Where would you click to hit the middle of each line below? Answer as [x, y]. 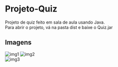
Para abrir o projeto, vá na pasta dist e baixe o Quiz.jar [59, 27]
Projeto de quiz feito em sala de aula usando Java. [55, 22]
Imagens [18, 43]
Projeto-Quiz [31, 9]
